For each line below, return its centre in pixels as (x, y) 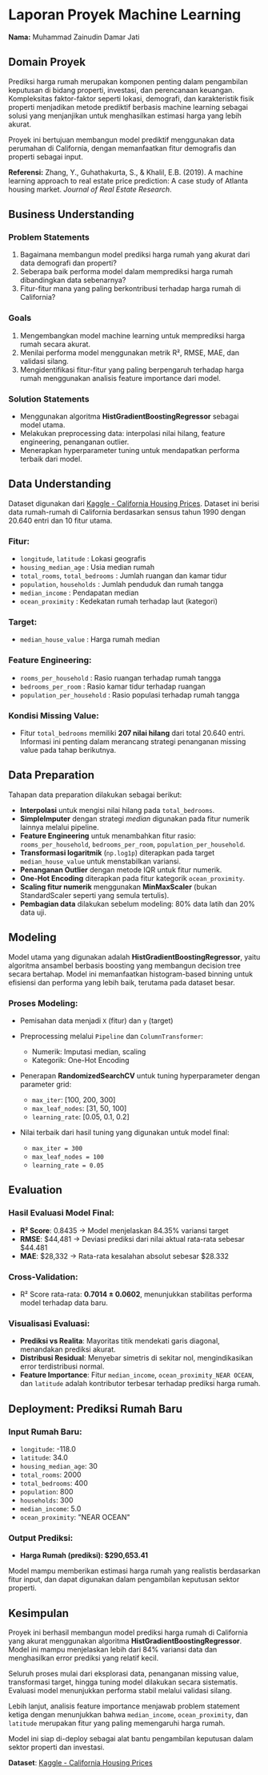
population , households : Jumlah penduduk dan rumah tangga (122, 584)
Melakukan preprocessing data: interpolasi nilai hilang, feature (122, 434)
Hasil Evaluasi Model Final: (61, 1213)
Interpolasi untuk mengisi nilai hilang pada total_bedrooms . (117, 810)
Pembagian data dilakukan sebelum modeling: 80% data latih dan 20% (138, 904)
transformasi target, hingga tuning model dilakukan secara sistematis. (123, 1682)
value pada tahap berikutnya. (68, 750)
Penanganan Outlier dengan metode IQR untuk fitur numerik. (121, 869)
